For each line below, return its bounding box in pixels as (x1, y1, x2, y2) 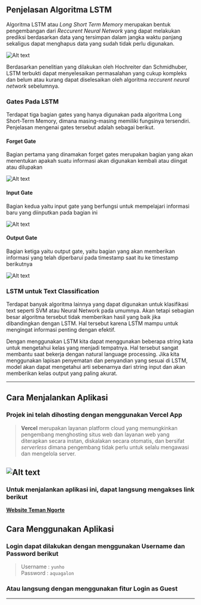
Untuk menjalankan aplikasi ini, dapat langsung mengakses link (6, 485, 195, 494)
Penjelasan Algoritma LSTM (6, 5, 112, 15)
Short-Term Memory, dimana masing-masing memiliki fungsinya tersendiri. (6, 117, 191, 125)
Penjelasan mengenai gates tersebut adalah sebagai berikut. (6, 124, 156, 131)
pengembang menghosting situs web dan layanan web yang (20, 431, 170, 438)
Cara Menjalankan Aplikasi (6, 393, 108, 403)
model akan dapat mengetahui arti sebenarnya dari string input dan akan (6, 363, 185, 371)
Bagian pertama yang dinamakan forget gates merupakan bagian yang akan (6, 151, 193, 158)
